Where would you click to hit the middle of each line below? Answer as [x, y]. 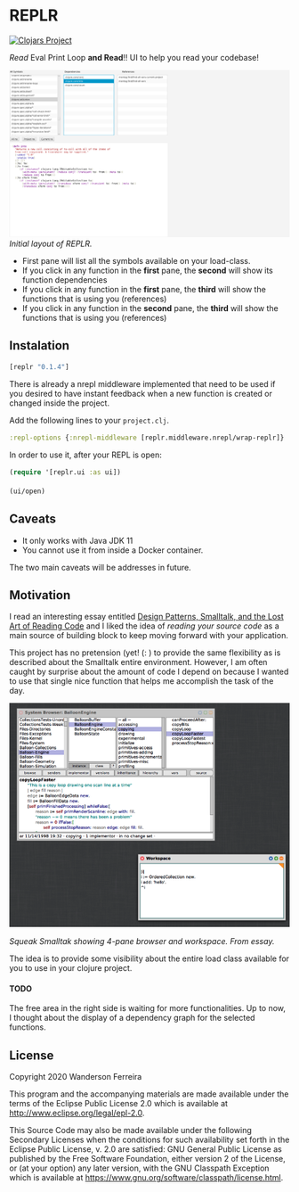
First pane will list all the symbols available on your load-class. [136, 260]
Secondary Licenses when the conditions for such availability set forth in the [149, 1140]
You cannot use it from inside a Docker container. [113, 550]
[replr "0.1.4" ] [39, 367]
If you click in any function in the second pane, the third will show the [150, 308]
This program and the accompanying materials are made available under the [149, 1094]
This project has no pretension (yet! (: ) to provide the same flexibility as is [145, 653]
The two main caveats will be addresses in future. [100, 567]
